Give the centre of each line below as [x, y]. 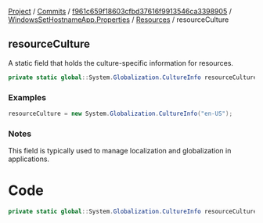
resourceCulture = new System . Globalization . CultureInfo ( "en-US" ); [121, 113]
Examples [27, 97]
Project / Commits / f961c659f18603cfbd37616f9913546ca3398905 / [120, 11]
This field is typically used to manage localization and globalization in [120, 151]
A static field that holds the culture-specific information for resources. [121, 63]
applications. [29, 159]
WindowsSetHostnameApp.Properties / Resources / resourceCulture [119, 20]
